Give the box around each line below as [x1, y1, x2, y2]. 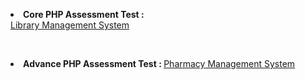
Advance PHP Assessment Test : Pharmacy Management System [23, 58, 296, 69]
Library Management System [10, 19, 130, 31]
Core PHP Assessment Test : [23, 9, 145, 20]
